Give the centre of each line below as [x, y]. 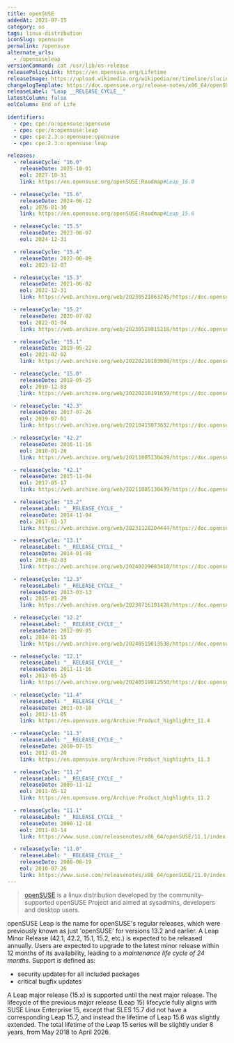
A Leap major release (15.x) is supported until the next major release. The [112, 995]
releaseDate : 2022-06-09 [56, 258]
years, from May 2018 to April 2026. [59, 1032]
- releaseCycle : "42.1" [48, 470]
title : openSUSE [31, 14]
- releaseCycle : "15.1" [48, 342]
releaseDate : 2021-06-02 [56, 284]
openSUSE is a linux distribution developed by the [96, 895]
